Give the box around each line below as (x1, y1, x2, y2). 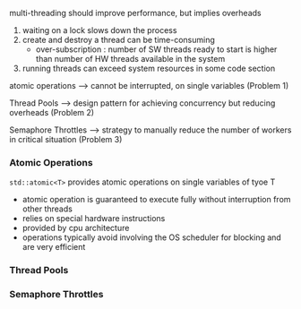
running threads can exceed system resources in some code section (21, 63, 276, 73)
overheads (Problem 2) (9, 107, 95, 117)
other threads (21, 203, 73, 214)
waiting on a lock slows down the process (21, 25, 177, 35)
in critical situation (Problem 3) (9, 134, 123, 144)
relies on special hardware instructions (21, 213, 166, 224)
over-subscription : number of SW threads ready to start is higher (35, 44, 278, 55)
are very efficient (21, 242, 86, 253)
